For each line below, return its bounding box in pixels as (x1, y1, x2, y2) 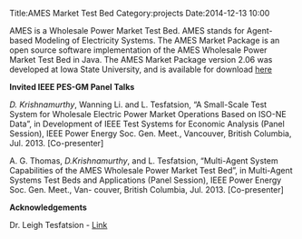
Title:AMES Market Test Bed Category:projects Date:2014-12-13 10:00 (9, 8, 270, 18)
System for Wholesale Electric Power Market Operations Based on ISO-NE (9, 109, 287, 119)
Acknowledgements (9, 202, 88, 213)
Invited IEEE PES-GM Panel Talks (9, 82, 135, 92)
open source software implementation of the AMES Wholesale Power (9, 45, 268, 55)
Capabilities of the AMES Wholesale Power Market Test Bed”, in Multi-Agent (9, 165, 293, 175)
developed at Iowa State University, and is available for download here (9, 64, 272, 75)
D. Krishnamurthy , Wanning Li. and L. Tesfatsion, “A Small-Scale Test (9, 99, 268, 110)
